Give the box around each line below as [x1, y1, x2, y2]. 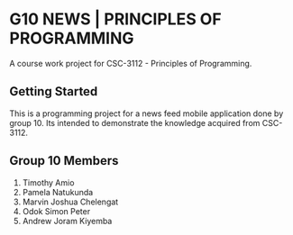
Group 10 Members [9, 153, 119, 168]
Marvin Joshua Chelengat [22, 196, 119, 207]
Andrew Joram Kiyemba [22, 215, 113, 226]
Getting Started [9, 84, 98, 99]
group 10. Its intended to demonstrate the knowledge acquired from [9, 117, 261, 128]
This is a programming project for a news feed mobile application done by [9, 108, 284, 119]
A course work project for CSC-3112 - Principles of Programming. [9, 58, 252, 68]
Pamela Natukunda [22, 186, 94, 197]
